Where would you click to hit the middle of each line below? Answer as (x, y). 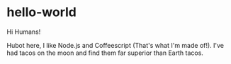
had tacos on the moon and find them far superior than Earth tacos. (105, 53)
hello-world (42, 12)
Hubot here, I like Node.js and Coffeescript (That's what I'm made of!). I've (115, 45)
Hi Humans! (24, 32)
